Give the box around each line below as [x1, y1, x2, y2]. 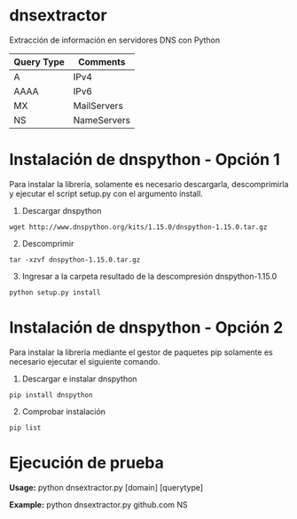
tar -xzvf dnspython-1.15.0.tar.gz [9, 255, 141, 264]
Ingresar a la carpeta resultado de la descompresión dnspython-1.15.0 [21, 271, 277, 281]
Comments [78, 55, 126, 67]
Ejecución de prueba [9, 453, 164, 473]
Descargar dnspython [21, 205, 102, 216]
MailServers [73, 99, 124, 112]
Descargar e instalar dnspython [21, 374, 137, 384]
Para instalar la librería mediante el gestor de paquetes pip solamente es [9, 347, 273, 358]
